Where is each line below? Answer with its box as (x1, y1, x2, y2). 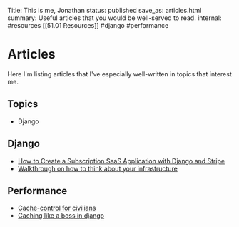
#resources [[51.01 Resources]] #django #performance (7, 21, 169, 29)
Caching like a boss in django (17, 211, 105, 220)
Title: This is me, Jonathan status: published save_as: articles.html (7, 6, 202, 14)
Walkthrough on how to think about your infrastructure (17, 164, 178, 173)
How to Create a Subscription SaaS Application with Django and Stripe (17, 156, 225, 165)
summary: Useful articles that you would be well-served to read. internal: (7, 14, 222, 22)
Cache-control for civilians (17, 203, 96, 213)
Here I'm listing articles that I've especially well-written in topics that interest (7, 69, 232, 78)
